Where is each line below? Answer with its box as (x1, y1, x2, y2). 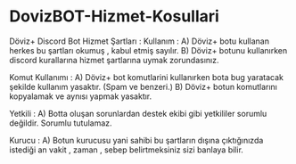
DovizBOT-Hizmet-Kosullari (9, 6, 220, 27)
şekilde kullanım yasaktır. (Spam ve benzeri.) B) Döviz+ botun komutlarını (9, 81, 278, 92)
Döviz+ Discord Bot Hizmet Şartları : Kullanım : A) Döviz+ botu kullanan (9, 36, 270, 46)
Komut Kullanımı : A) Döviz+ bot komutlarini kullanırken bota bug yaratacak (9, 71, 284, 82)
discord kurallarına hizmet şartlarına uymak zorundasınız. (9, 54, 219, 65)
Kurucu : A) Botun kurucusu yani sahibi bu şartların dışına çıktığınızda (9, 135, 264, 145)
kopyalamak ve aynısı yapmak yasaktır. (9, 91, 152, 102)
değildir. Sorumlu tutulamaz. (9, 118, 113, 128)
